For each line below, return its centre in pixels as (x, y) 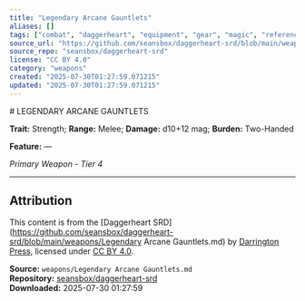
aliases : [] (32, 26)
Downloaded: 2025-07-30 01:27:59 (76, 288)
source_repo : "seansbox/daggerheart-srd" (89, 52)
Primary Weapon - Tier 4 (56, 163)
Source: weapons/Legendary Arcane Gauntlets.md (101, 269)
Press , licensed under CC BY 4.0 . (72, 251)
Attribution (41, 201)
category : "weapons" (49, 69)
